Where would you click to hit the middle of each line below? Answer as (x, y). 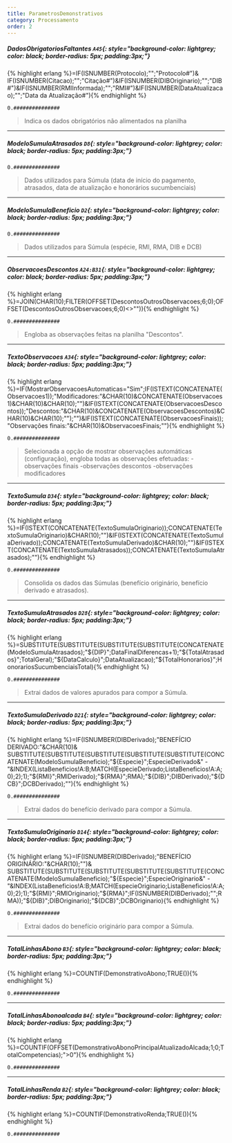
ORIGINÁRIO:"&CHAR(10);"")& (49, 864)
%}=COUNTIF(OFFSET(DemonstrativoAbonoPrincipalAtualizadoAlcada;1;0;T (116, 1047)
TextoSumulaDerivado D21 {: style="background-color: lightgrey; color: (112, 715)
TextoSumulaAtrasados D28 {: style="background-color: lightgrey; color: (114, 612)
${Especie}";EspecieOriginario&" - (161, 879)
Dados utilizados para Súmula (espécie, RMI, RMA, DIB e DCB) (113, 247)
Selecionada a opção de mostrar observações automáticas (108, 452)
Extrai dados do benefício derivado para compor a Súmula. (108, 809)
